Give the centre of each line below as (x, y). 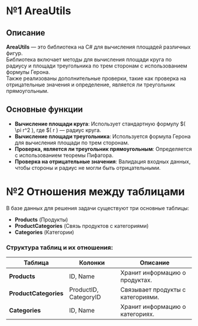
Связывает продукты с (153, 290)
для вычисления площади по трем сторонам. (72, 143)
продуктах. (136, 280)
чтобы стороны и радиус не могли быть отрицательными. (88, 167)
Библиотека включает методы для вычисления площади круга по (89, 59)
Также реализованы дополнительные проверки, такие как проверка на (96, 78)
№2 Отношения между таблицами (95, 192)
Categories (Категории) (44, 232)
